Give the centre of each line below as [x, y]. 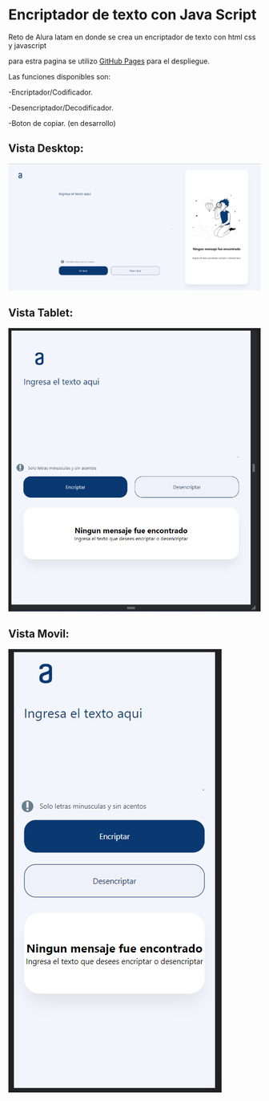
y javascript [27, 45]
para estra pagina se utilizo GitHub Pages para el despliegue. [109, 61]
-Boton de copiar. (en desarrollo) [62, 123]
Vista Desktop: [46, 149]
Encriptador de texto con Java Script [132, 15]
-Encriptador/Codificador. [51, 92]
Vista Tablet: [41, 313]
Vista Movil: [39, 634]
